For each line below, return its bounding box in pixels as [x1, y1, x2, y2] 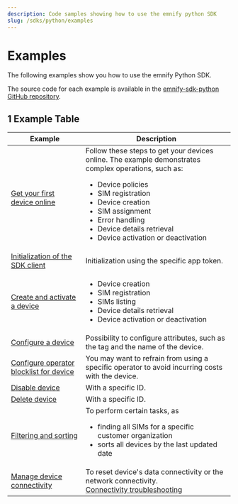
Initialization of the [11, 251, 72, 261]
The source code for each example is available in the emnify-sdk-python [7, 84, 220, 93]
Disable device [11, 383, 60, 393]
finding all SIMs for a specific [97, 422, 195, 432]
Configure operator [11, 358, 75, 368]
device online [11, 197, 56, 207]
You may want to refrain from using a [85, 354, 209, 363]
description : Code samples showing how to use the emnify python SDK [7, 10, 217, 18]
